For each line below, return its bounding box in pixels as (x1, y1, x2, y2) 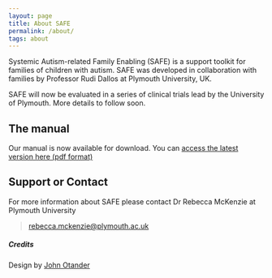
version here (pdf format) (8, 152, 93, 162)
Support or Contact (8, 175, 108, 189)
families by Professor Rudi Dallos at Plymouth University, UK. (8, 74, 213, 83)
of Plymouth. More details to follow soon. (8, 98, 146, 108)
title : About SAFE (8, 19, 71, 28)
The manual (8, 122, 70, 135)
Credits (8, 240, 34, 250)
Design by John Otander (8, 260, 91, 270)
